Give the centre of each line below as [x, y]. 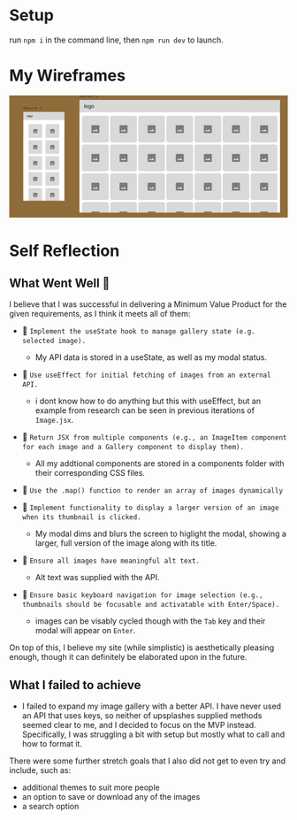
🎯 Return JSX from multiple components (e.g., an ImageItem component [154, 437]
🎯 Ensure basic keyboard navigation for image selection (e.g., [142, 594]
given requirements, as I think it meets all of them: [100, 314]
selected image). [54, 341]
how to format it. [52, 744]
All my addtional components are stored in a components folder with [160, 464]
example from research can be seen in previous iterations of [145, 410]
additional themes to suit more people [91, 787]
